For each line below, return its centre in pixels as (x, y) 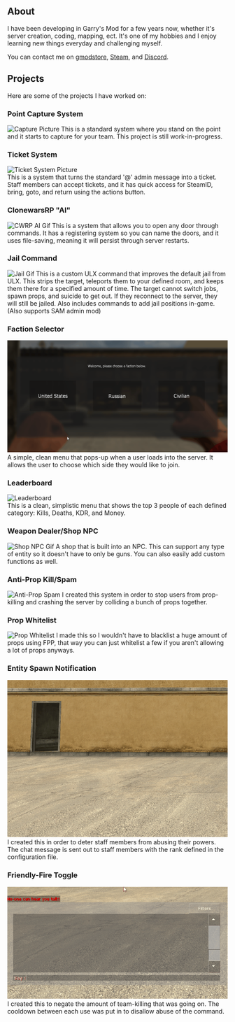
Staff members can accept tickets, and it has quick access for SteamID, (110, 185)
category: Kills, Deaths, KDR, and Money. (66, 513)
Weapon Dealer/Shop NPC (53, 531)
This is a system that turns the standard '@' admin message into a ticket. (112, 177)
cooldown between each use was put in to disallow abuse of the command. (116, 1011)
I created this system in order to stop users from (131, 595)
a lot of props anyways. (41, 651)
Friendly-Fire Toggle (43, 875)
